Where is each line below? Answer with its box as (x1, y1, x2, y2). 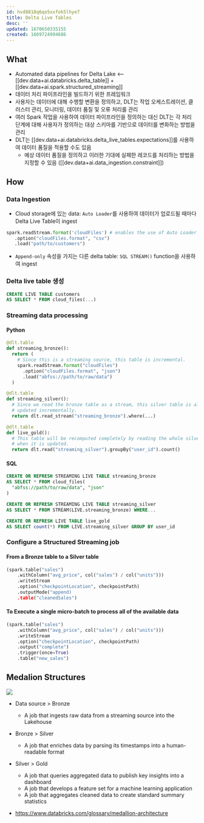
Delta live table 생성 (6, 277, 64, 285)
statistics (24, 797, 47, 805)
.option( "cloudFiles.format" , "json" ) (22, 368, 121, 374)
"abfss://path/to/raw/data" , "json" (12, 485, 104, 491)
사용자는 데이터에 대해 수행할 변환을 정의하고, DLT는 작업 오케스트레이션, (15, 98, 187, 105)
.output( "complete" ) (17, 644, 69, 650)
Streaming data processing (6, 311, 88, 320)
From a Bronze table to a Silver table (6, 553, 99, 560)
